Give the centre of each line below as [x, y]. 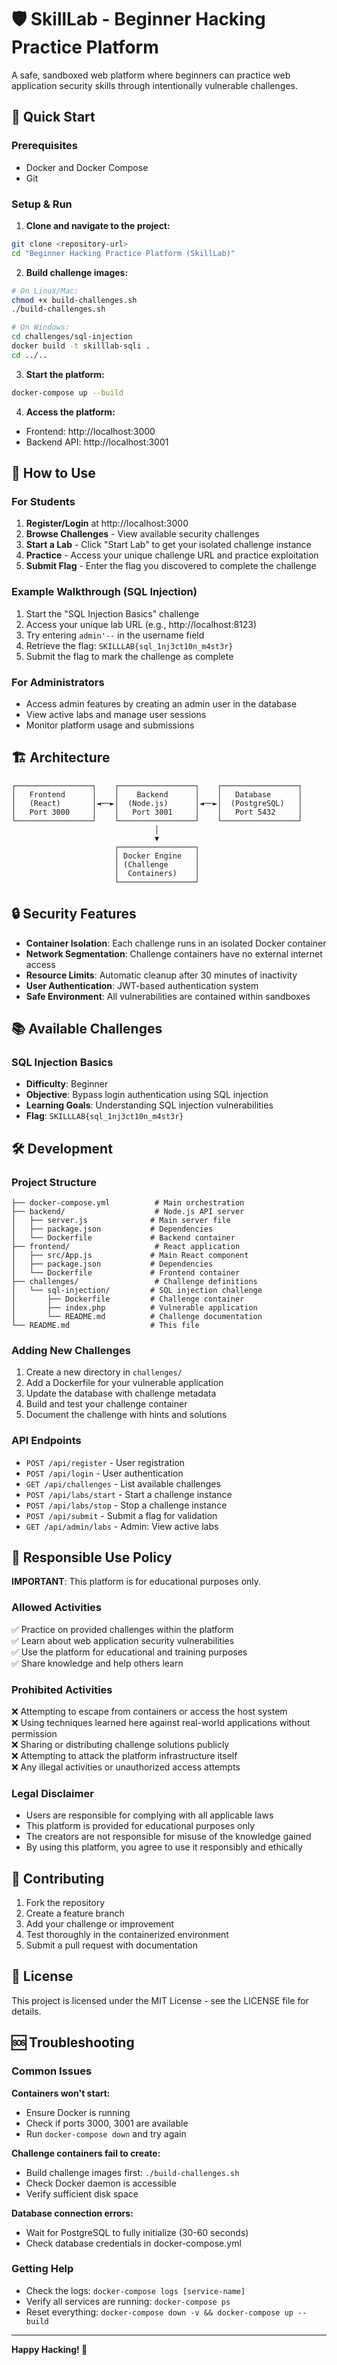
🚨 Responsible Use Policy [92, 1557]
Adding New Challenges [71, 1350]
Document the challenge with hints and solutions [126, 1415]
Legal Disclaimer [52, 1793]
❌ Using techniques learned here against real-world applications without [161, 1722]
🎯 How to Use [53, 473]
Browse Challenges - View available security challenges [142, 534]
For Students [43, 501]
